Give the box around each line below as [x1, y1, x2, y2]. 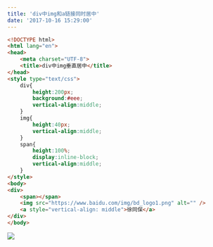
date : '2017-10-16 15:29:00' [7, 17, 93, 24]
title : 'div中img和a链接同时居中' [7, 10, 100, 18]
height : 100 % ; [32, 147, 71, 155]
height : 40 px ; [32, 121, 71, 128]
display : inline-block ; [32, 154, 99, 161]
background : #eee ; [32, 95, 83, 102]
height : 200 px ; [32, 89, 74, 96]
